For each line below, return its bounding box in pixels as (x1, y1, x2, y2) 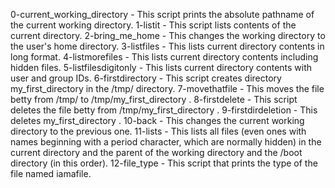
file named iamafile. (10, 168, 92, 179)
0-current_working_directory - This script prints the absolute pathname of (10, 9, 315, 20)
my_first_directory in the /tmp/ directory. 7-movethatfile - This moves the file (10, 83, 325, 94)
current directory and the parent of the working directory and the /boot (10, 147, 303, 158)
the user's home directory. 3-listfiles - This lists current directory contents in (10, 40, 325, 52)
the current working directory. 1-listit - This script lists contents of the (10, 19, 297, 31)
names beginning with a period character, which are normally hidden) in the (10, 136, 322, 148)
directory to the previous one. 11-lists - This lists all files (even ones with (10, 125, 307, 137)
